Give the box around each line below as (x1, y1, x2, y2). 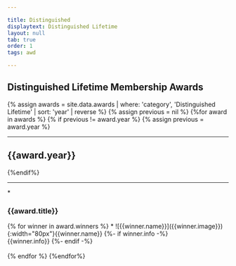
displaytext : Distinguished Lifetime (7, 23, 118, 30)
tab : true (7, 36, 37, 43)
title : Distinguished (7, 16, 71, 23)
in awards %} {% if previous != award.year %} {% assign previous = (7, 115, 204, 123)
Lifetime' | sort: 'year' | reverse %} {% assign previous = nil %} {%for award (7, 107, 227, 116)
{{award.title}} (7, 205, 59, 215)
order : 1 (7, 43, 33, 50)
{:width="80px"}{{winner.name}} (7, 229, 103, 238)
